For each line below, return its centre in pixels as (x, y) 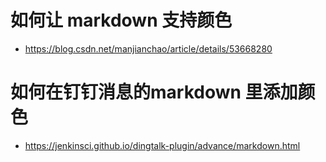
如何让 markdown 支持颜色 (121, 20)
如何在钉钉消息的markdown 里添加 (154, 92)
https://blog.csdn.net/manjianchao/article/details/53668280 (148, 48)
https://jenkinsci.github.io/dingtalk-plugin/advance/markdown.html (162, 145)
